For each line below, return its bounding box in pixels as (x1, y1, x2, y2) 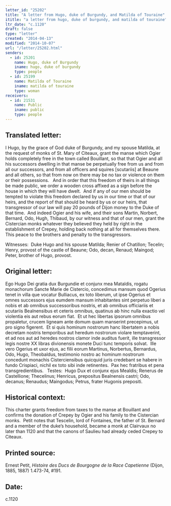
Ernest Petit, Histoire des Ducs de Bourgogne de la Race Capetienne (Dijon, (5, 462, 164, 468)
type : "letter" (5, 31, 38, 36)
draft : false (5, 27, 33, 32)
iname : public (14, 107, 44, 112)
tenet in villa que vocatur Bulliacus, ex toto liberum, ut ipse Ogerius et (5, 291, 151, 297)
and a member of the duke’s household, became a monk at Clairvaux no (5, 423, 156, 429)
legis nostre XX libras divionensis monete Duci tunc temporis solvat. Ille (5, 340, 157, 347)
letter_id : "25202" (5, 7, 47, 13)
